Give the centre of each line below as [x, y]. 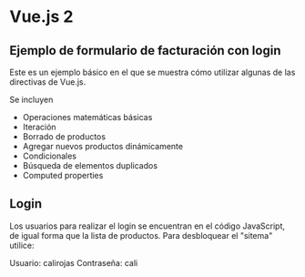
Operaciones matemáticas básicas [87, 117]
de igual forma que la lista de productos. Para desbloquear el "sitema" [141, 235]
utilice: [22, 245]
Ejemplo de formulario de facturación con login [145, 51]
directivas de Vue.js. [48, 82]
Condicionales [50, 156]
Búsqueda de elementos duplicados [90, 165]
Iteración [39, 127]
